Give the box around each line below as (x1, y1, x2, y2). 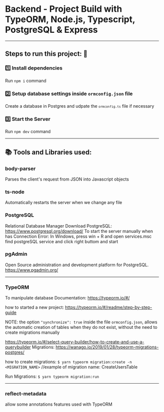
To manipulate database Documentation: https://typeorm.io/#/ (5, 295, 130, 301)
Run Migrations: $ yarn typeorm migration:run (5, 373, 99, 380)
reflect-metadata (5, 390, 47, 397)
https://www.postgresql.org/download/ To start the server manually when (5, 228, 153, 234)
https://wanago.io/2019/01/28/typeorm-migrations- (55, 344, 159, 350)
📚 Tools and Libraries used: (5, 148, 92, 156)
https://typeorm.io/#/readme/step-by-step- (65, 304, 152, 310)
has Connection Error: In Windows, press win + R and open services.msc (5, 233, 152, 239)
